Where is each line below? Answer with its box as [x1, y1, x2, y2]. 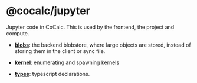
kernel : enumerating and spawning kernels [14, 59, 120, 66]
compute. [6, 29, 29, 36]
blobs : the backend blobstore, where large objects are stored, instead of [14, 41, 191, 48]
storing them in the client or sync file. [14, 47, 106, 54]
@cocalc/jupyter [6, 4, 90, 18]
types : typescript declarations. [14, 70, 90, 77]
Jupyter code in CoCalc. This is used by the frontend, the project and [6, 24, 175, 31]
